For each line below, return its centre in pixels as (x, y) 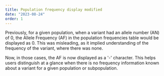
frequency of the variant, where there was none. (54, 48)
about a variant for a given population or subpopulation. (62, 68)
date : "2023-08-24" (25, 14)
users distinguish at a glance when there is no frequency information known (82, 63)
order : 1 (14, 19)
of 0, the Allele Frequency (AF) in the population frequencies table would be (82, 38)
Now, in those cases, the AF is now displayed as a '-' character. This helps (81, 58)
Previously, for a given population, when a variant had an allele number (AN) (82, 33)
